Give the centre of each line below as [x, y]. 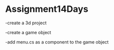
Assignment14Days [47, 9]
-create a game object [28, 32]
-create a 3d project [26, 23]
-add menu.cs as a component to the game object [57, 42]
